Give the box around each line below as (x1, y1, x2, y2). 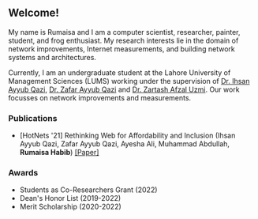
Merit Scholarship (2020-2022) (19, 202, 122, 212)
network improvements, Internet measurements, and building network (8, 43, 235, 54)
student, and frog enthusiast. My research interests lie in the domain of (8, 36, 239, 45)
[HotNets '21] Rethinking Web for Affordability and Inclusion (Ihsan (19, 130, 236, 141)
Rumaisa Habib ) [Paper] (19, 148, 99, 157)
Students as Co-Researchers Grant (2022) (19, 185, 158, 194)
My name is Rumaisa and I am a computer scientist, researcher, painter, (8, 27, 241, 36)
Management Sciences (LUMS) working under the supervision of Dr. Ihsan (8, 76, 250, 85)
